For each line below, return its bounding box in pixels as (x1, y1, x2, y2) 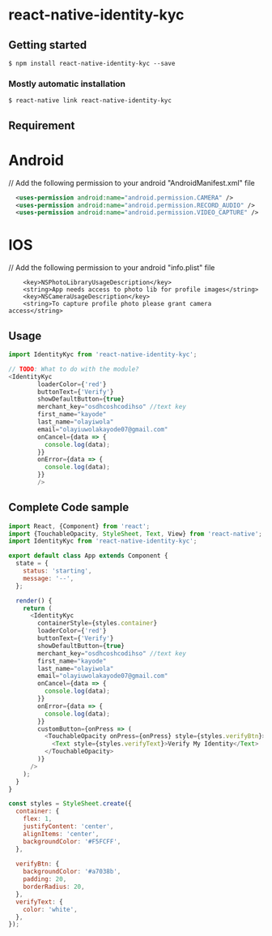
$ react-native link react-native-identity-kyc (8, 97, 172, 105)
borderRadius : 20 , (23, 882, 85, 891)
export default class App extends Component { (8, 552, 168, 560)
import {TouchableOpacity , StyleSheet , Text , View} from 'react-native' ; (8, 530, 263, 538)
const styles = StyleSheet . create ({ (8, 800, 132, 808)
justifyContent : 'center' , (23, 822, 114, 831)
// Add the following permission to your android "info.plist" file (8, 263, 215, 273)
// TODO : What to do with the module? (8, 365, 139, 373)
